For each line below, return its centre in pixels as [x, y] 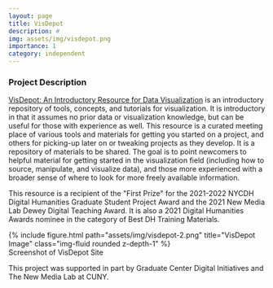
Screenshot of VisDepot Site [56, 252]
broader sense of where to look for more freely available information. [124, 178]
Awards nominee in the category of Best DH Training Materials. [114, 220]
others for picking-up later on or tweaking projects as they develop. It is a [132, 143]
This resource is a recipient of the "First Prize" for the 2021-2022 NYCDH [131, 194]
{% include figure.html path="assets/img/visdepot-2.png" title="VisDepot [132, 235]
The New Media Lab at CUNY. [59, 277]
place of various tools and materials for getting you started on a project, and [136, 134]
